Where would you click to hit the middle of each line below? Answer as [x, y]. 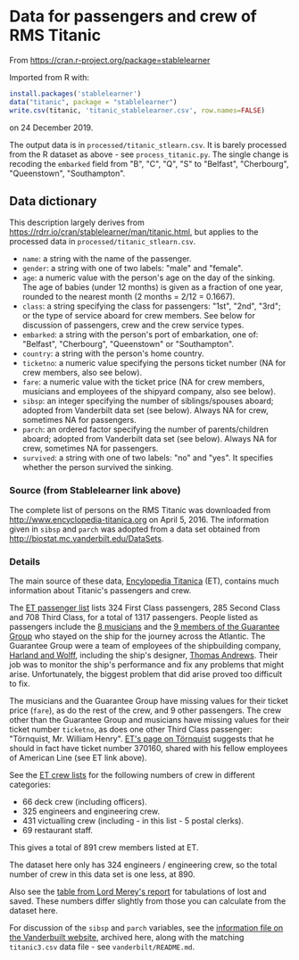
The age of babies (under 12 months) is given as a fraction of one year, [153, 287]
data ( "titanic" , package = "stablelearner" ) [93, 102]
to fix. [20, 683]
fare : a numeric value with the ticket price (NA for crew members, [143, 382]
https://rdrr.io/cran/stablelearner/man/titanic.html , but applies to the [134, 232]
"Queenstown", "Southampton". [67, 173]
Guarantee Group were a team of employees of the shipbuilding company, [145, 645]
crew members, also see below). [82, 373]
